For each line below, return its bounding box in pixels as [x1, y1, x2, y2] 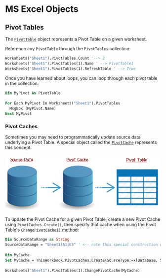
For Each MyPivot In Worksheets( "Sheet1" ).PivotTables [5, 101, 121, 106]
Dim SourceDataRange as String [5, 237, 70, 242]
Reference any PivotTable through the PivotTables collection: [5, 46, 131, 51]
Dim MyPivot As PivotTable [5, 90, 61, 96]
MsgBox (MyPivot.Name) [9, 106, 56, 111]
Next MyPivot [5, 111, 32, 116]
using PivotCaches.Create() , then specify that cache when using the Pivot [5, 222, 157, 228]
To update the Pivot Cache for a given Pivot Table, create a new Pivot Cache [5, 216, 161, 222]
